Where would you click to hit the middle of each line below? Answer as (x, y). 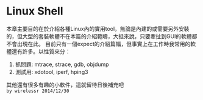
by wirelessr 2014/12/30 (38, 91)
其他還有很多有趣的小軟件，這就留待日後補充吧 (65, 85)
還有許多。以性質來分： (41, 51)
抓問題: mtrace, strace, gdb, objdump (62, 64)
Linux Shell (35, 11)
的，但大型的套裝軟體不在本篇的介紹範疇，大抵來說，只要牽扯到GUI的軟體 (99, 36)
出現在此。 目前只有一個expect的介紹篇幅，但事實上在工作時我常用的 (104, 44)
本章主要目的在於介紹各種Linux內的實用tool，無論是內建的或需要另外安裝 (98, 28)
